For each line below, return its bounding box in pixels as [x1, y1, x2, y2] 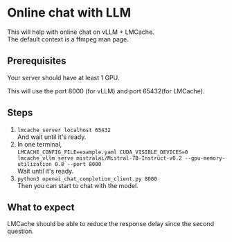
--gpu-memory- [184, 154, 226, 162]
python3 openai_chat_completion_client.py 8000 [17, 175, 157, 183]
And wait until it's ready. [17, 133, 87, 141]
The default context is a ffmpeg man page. [7, 35, 130, 43]
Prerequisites [7, 55, 66, 67]
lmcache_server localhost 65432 [17, 127, 111, 133]
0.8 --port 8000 [54, 160, 102, 167]
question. [7, 227, 35, 236]
